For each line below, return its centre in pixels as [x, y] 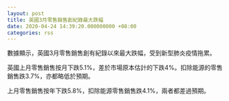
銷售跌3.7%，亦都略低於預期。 [51, 76]
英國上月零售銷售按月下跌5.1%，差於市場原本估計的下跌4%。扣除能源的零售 [115, 68]
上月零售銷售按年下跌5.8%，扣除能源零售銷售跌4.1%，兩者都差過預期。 [108, 91]
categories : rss [30, 33]
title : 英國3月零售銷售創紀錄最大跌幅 [55, 20]
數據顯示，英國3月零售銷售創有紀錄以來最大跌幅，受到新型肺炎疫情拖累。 [111, 53]
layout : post [26, 13]
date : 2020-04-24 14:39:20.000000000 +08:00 [72, 26]
